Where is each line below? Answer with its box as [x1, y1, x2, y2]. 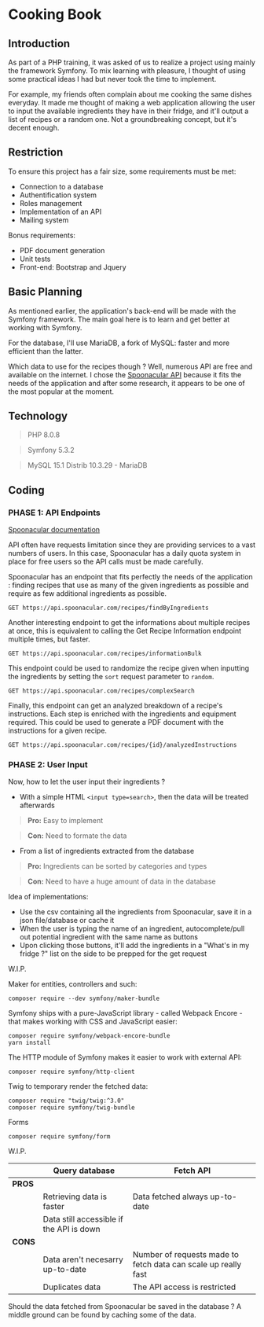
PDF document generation [19, 245, 105, 255]
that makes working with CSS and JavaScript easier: [8, 1016, 178, 1027]
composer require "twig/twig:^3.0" [8, 1097, 125, 1105]
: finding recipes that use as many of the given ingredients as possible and [8, 580, 249, 590]
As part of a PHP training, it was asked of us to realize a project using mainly [8, 57, 255, 67]
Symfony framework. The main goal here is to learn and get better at [8, 314, 230, 324]
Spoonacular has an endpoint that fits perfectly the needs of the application [8, 572, 253, 582]
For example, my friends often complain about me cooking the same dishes [8, 90, 252, 99]
